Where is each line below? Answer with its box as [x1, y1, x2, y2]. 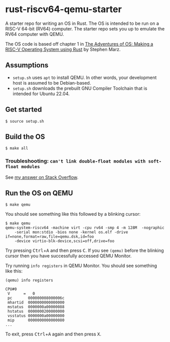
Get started [5, 105, 42, 114]
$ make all [5, 146, 28, 151]
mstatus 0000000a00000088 [7, 305, 65, 310]
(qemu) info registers [5, 278, 53, 283]
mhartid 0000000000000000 [7, 300, 65, 305]
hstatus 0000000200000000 [7, 309, 65, 314]
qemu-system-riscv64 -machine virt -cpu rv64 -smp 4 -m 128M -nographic [5, 225, 165, 231]
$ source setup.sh [5, 119, 44, 124]
